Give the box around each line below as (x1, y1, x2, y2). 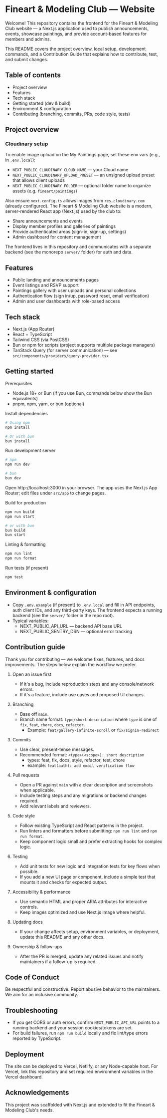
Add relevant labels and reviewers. (19, 803, 91, 809)
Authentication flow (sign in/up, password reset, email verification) (12, 293, 150, 299)
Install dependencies (5, 410, 48, 416)
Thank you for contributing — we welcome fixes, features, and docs (5, 656, 145, 662)
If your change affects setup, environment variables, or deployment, (19, 928, 160, 935)
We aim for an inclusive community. (5, 992, 78, 998)
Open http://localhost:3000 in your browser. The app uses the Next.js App (5, 484, 158, 490)
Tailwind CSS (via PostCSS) (12, 337, 69, 343)
